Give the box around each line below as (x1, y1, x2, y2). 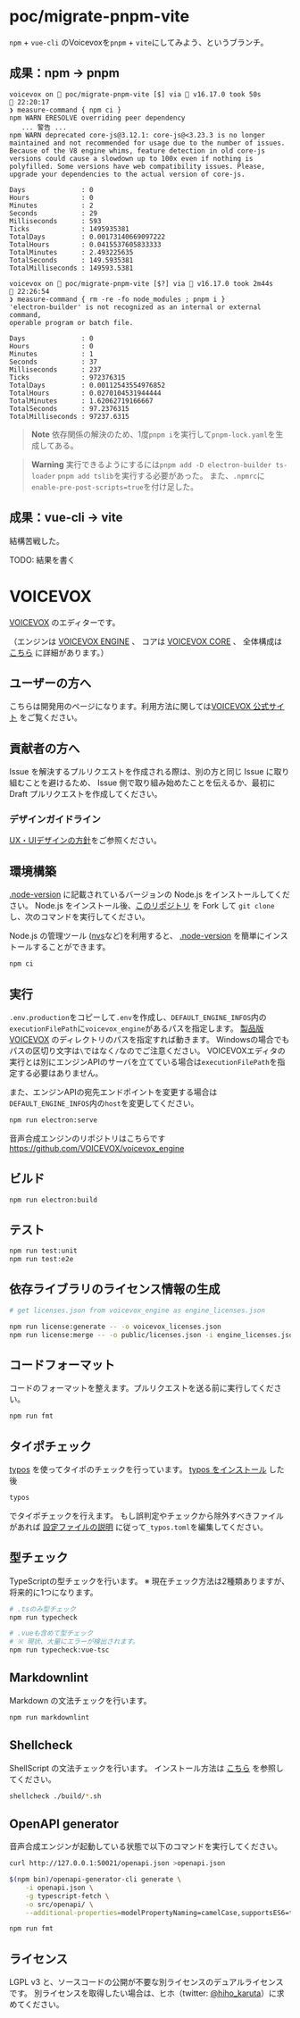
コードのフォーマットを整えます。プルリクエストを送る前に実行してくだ (9, 1383, 274, 1394)
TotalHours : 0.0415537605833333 (9, 239, 162, 249)
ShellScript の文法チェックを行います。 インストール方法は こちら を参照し (9, 1763, 284, 1773)
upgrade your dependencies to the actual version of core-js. (9, 170, 246, 179)
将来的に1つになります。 (9, 1587, 98, 1597)
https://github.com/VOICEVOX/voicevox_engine (9, 1143, 185, 1153)
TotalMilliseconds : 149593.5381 (9, 264, 134, 272)
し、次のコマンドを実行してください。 (9, 911, 150, 922)
